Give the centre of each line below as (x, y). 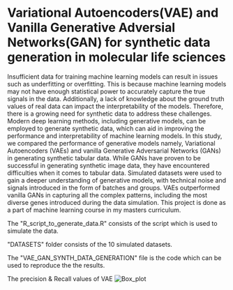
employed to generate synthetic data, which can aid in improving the (106, 128)
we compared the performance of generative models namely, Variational (111, 143)
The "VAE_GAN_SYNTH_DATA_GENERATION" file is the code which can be (114, 258)
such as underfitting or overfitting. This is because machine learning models (117, 84)
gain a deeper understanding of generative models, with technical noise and (117, 180)
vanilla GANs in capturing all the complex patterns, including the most (107, 195)
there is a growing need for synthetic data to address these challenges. (110, 114)
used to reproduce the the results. (56, 265)
